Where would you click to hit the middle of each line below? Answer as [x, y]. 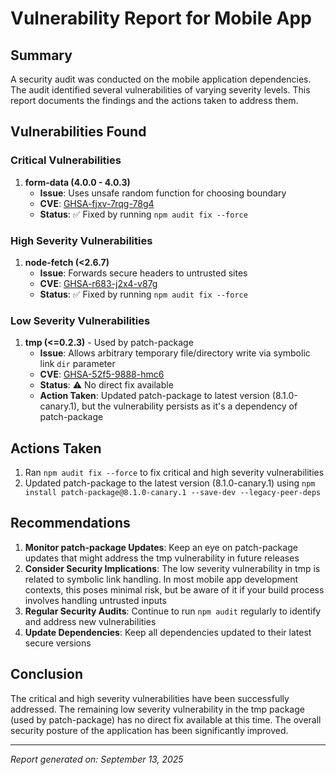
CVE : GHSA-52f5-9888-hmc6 [102, 374]
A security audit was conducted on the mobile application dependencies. [161, 79]
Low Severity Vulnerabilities [80, 320]
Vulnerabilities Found [78, 132]
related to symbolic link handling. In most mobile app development [161, 579]
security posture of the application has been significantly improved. [149, 730]
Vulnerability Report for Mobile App [161, 18]
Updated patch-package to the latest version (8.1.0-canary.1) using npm [170, 483]
